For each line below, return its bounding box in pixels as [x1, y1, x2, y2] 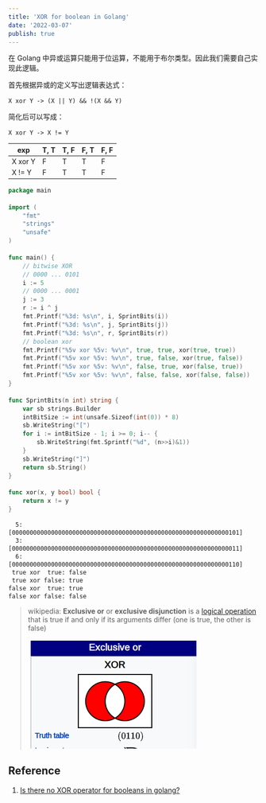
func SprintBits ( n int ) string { [8, 396, 119, 404]
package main [8, 186, 52, 194]
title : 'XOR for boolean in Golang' [8, 13, 129, 21]
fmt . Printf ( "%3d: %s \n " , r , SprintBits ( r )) [22, 329, 169, 337]
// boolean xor [22, 337, 73, 345]
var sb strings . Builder [22, 404, 102, 413]
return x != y [22, 497, 69, 505]
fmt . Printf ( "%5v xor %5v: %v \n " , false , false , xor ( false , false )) [22, 371, 250, 380]
